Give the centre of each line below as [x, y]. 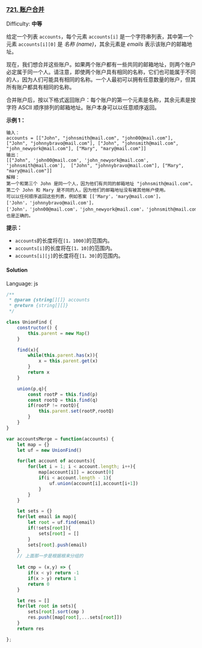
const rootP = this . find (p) [63, 394]
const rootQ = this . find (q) [63, 400]
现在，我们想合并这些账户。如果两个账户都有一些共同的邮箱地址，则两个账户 [101, 65]
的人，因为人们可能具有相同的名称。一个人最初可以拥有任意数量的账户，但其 [101, 80]
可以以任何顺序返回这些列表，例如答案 [47, 197]
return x [39, 372]
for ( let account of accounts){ [56, 461]
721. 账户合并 [26, 9]
